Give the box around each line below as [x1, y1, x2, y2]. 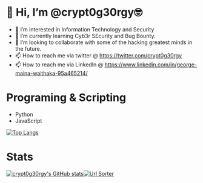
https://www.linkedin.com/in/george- [104, 60, 198, 68]
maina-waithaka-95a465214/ [15, 69, 88, 77]
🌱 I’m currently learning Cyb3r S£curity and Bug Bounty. [15, 32, 156, 39]
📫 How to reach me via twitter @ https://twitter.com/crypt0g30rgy [15, 51, 182, 59]
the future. [15, 45, 42, 52]
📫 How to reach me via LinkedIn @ [15, 60, 104, 68]
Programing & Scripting [6, 91, 126, 104]
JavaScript [15, 117, 42, 124]
